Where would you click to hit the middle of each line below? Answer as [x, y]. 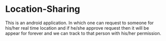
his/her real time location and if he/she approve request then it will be [77, 28]
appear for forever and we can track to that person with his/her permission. [83, 33]
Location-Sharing [43, 9]
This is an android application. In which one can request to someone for [79, 23]
